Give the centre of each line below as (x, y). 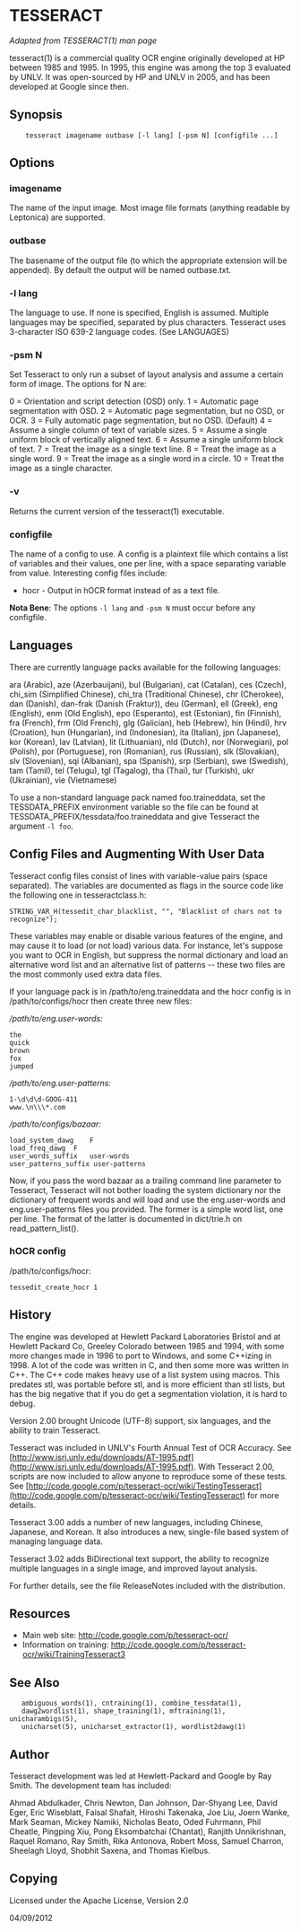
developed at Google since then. (69, 86)
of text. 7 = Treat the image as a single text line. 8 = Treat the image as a (143, 449)
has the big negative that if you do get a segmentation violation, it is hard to (148, 1393)
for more (263, 1495)
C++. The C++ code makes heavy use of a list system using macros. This (145, 1374)
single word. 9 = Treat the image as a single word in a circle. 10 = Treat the (147, 459)
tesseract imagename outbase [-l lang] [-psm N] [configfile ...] (152, 136)
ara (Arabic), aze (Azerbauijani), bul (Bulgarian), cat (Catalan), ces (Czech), (148, 684)
